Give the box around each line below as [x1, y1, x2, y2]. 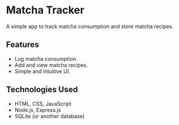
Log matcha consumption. [14, 55, 78, 62]
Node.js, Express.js [14, 106, 61, 113]
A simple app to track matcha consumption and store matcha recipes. [6, 23, 174, 30]
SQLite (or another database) [14, 112, 85, 120]
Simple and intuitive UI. [14, 68, 70, 75]
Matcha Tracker [6, 4, 85, 17]
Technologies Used [6, 85, 78, 95]
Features [6, 40, 39, 50]
